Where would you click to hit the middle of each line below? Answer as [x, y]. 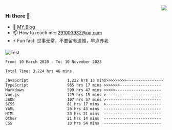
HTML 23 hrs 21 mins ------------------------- [83, 114]
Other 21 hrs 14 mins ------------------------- [83, 119]
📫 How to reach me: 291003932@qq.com [57, 33]
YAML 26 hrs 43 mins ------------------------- [83, 109]
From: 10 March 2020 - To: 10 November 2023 [53, 62]
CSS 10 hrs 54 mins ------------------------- [83, 123]
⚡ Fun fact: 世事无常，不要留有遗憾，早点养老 [61, 41]
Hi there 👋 [18, 16]
